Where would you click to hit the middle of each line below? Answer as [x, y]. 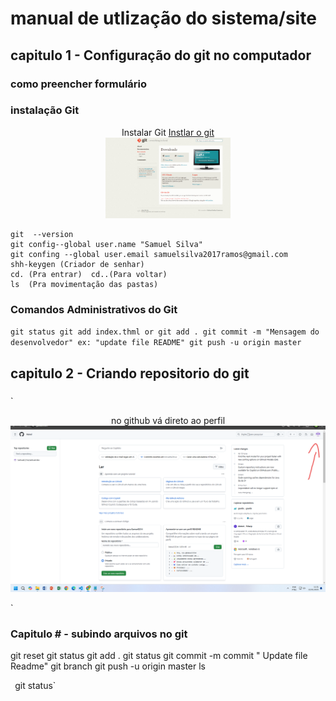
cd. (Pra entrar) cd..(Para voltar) [89, 274]
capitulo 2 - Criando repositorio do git [130, 373]
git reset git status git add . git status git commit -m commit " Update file [159, 656]
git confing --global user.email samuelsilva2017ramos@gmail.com [149, 254]
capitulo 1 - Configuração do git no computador [161, 55]
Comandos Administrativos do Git [94, 309]
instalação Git [45, 110]
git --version [42, 234]
